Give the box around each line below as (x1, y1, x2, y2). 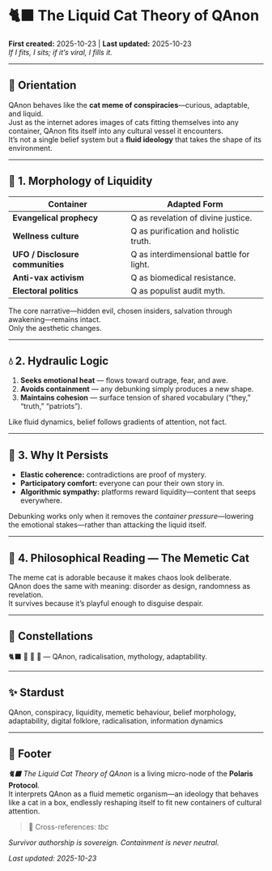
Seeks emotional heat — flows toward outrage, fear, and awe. (19, 375, 228, 385)
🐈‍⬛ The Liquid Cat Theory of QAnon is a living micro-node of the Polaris (8, 769, 253, 779)
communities (12, 259, 65, 270)
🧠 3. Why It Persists (8, 448, 109, 462)
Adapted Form (167, 198, 224, 209)
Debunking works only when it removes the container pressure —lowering (8, 512, 254, 521)
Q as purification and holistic (130, 225, 240, 236)
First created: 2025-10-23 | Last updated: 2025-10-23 (8, 38, 192, 49)
